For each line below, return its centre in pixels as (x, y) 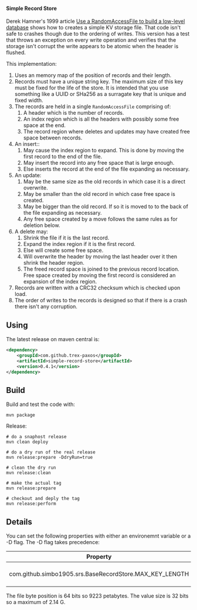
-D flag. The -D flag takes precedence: (53, 542)
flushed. (16, 52)
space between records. (53, 138)
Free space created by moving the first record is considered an (99, 275)
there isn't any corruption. (46, 306)
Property (99, 557)
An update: (28, 175)
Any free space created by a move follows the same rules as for (100, 219)
